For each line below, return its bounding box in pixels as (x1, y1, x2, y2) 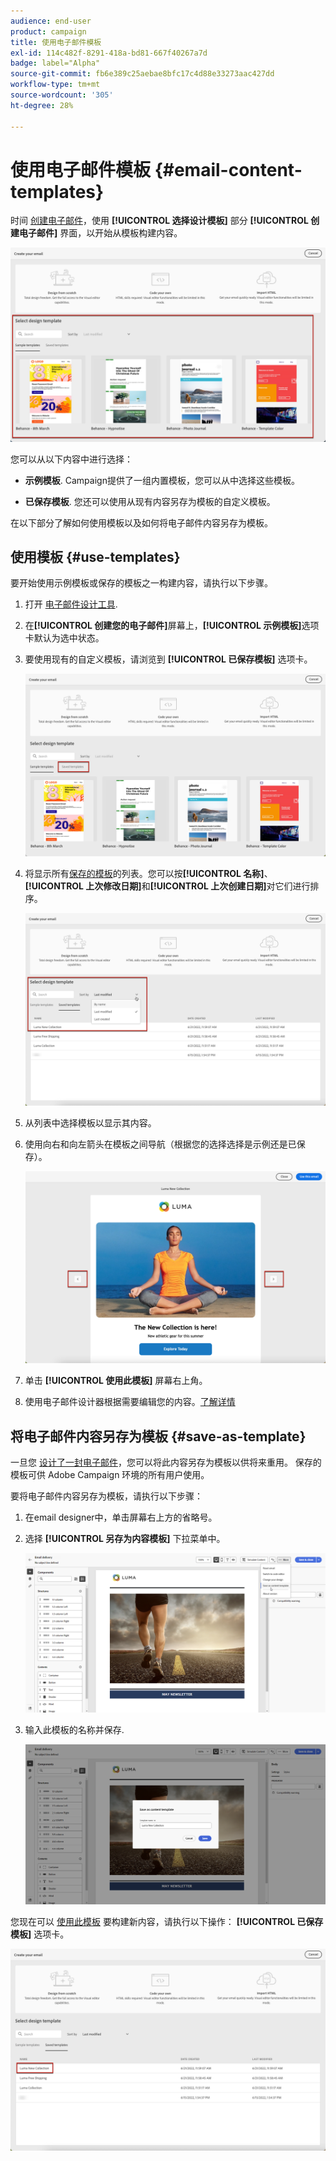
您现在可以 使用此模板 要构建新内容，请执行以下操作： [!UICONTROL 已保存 (10, 1915, 324, 1927)
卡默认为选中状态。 (24, 632, 105, 644)
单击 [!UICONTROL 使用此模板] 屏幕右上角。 (24, 1375, 208, 1387)
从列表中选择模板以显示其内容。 (24, 1116, 157, 1129)
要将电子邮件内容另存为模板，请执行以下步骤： (10, 1490, 203, 1502)
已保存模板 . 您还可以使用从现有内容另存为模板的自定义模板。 (24, 495, 276, 507)
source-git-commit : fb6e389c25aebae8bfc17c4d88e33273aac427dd (10, 69, 275, 79)
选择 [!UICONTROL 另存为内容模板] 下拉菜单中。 (24, 1533, 226, 1545)
